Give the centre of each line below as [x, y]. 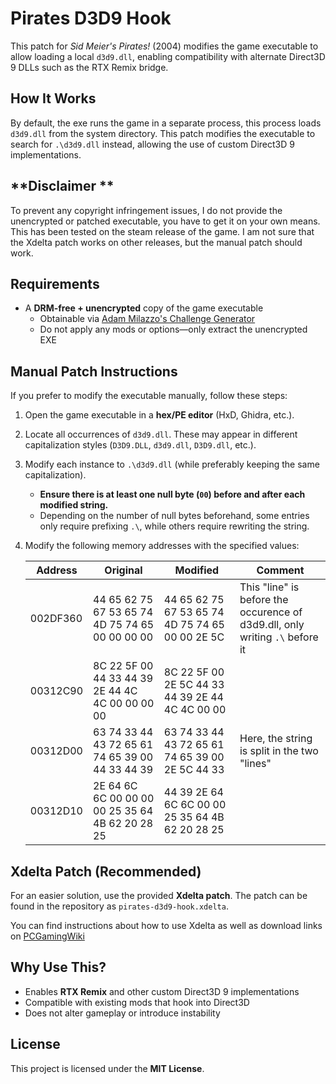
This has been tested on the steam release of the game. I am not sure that [162, 231]
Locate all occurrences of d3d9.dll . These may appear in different [161, 434]
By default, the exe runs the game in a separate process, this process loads [166, 123]
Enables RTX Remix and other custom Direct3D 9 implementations [162, 991]
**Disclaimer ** [62, 186]
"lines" [255, 764]
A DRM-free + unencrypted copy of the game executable [144, 308]
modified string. [74, 505]
